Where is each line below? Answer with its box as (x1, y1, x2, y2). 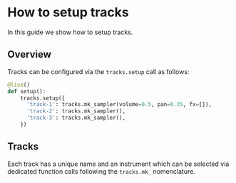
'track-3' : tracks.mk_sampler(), (26, 115, 126, 122)
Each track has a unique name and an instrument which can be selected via (7, 160, 230, 168)
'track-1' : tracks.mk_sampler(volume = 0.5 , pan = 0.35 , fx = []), (26, 101, 212, 108)
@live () (7, 81, 31, 88)
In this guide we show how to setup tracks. (7, 28, 133, 36)
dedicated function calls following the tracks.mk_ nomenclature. (7, 167, 196, 175)
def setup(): (7, 88, 46, 95)
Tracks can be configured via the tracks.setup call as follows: (7, 67, 190, 75)
